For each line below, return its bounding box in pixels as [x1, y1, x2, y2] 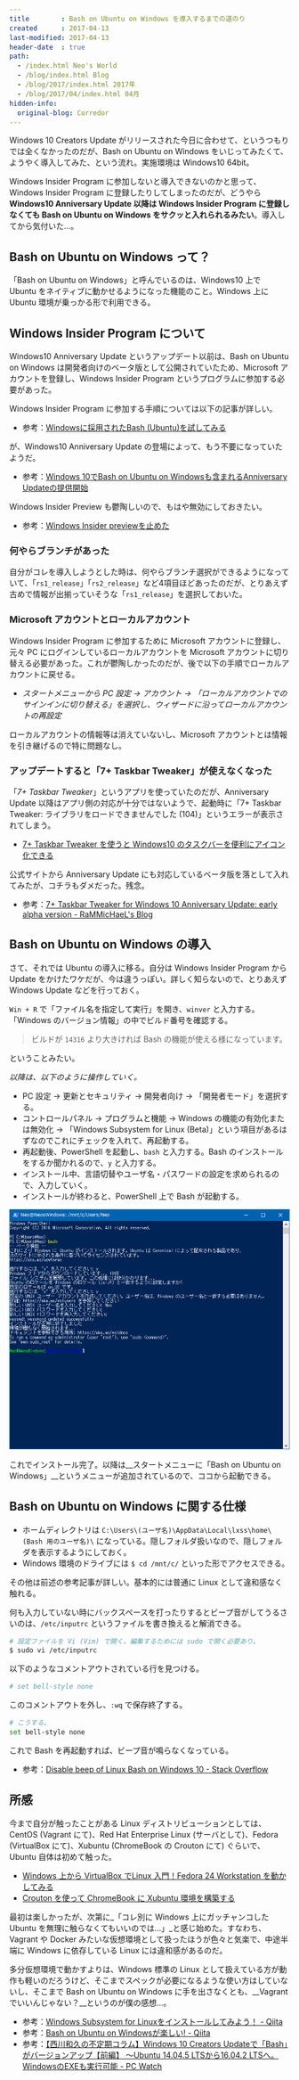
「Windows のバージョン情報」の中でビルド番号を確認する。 [9, 1014, 233, 1025]
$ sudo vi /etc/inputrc [9, 1646, 98, 1655]
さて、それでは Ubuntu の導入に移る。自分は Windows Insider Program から [9, 962, 287, 973]
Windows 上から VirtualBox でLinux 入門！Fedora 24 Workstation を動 [21, 1870, 279, 1880]
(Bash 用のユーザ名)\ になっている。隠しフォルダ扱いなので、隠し [21, 1535, 260, 1546]
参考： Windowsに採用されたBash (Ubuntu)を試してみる [21, 422, 227, 432]
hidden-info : [9, 99, 58, 108]
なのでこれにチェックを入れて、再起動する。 [29, 1134, 194, 1145]
